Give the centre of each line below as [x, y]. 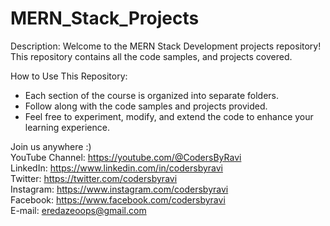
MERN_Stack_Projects [105, 18]
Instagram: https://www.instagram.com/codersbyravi [119, 189]
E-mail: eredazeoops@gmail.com [78, 210]
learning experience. [67, 127]
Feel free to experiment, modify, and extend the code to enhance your [169, 116]
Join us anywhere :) [51, 146]
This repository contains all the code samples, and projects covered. [151, 56]
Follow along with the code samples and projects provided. [146, 106]
